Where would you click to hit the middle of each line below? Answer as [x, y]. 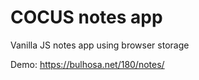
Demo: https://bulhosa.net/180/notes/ [87, 64]
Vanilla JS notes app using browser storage [100, 45]
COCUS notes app [86, 17]
